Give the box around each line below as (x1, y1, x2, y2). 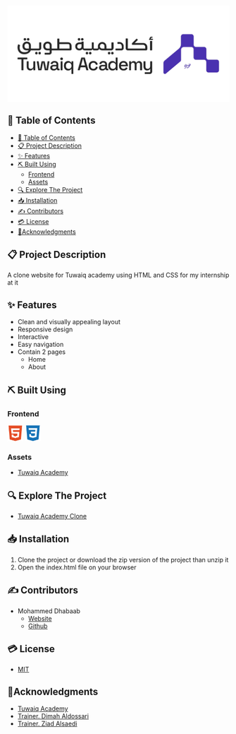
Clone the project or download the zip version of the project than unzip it (17, 555, 229, 564)
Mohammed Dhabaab (17, 606, 81, 615)
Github (27, 622, 48, 630)
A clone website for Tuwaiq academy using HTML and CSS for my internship (7, 271, 230, 280)
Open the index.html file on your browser (17, 563, 137, 572)
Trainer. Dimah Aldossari (17, 712, 89, 721)
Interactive (17, 333, 49, 341)
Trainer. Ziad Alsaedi (17, 719, 77, 728)
